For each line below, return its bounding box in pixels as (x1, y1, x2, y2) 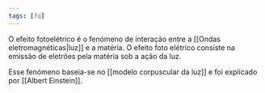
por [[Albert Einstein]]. (8, 75, 83, 85)
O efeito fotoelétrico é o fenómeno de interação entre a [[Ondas (8, 34, 221, 44)
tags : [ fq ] (8, 11, 45, 20)
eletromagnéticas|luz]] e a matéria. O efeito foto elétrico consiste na (8, 42, 236, 53)
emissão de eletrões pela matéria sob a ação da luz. (8, 51, 182, 61)
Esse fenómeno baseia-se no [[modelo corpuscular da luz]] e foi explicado (8, 66, 258, 77)
